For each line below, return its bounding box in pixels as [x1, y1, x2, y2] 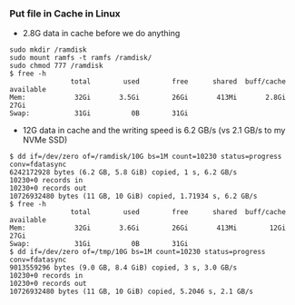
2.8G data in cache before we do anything [22, 28, 181, 39]
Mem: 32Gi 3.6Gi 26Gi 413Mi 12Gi [9, 223, 286, 233]
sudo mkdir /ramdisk [9, 45, 88, 54]
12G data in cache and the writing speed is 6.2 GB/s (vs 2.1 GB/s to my [22, 125, 286, 136]
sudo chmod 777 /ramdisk [9, 62, 103, 71]
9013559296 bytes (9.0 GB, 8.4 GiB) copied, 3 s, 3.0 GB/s [9, 263, 238, 272]
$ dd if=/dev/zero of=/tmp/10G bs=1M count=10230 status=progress [9, 248, 266, 257]
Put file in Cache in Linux [9, 7, 121, 20]
